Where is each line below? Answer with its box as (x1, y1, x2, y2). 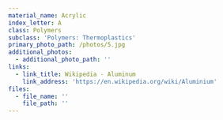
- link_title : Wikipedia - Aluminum (15, 70, 136, 78)
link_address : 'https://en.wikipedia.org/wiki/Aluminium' (22, 77, 217, 85)
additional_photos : (8, 48, 73, 56)
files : (8, 84, 30, 93)
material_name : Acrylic (8, 11, 87, 20)
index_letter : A (8, 19, 62, 27)
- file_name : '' (15, 92, 69, 100)
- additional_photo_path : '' (15, 56, 111, 64)
